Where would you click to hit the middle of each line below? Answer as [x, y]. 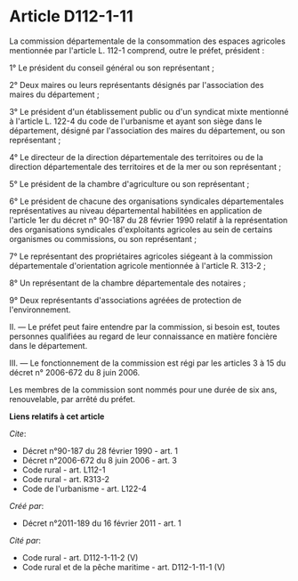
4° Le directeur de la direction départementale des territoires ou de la [137, 157]
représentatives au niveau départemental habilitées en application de [136, 210]
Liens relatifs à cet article [57, 416]
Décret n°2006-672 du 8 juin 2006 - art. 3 [100, 460]
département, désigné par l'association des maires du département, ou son [147, 130]
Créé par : [27, 505]
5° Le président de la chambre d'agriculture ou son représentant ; [129, 183]
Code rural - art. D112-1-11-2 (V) [80, 557]
